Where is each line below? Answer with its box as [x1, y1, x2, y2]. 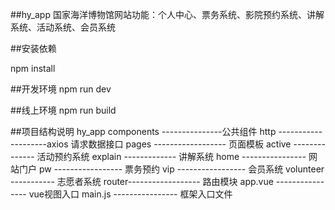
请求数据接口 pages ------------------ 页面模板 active [70, 138, 292, 150]
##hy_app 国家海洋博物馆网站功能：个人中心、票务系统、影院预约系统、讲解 [10, 9, 325, 20]
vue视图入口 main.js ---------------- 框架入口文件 [28, 188, 233, 200]
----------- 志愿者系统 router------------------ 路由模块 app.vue [10, 176, 274, 187]
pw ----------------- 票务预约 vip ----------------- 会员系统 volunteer [38, 163, 325, 175]
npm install [10, 63, 56, 74]
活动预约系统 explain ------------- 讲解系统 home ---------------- [36, 151, 307, 162]
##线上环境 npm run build [10, 104, 117, 116]
